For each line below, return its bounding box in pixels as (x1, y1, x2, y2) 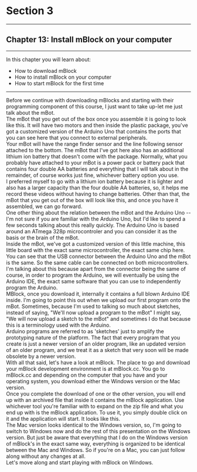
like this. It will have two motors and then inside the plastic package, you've (6, 122, 189, 129)
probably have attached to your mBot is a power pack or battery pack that (6, 159, 185, 166)
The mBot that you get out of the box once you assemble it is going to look (6, 115, 186, 122)
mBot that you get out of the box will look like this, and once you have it (6, 196, 179, 203)
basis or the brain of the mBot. (6, 234, 80, 241)
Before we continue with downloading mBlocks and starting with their (6, 96, 174, 103)
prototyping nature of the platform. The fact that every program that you (6, 334, 181, 341)
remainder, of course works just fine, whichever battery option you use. (6, 172, 179, 179)
